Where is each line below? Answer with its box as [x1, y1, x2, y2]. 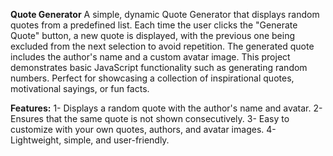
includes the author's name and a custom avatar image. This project [10, 51, 291, 63]
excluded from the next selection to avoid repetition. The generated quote [10, 40, 315, 52]
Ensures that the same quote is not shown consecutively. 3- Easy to [10, 113, 290, 124]
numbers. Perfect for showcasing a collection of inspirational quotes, [10, 72, 295, 84]
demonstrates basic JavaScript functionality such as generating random [10, 62, 308, 73]
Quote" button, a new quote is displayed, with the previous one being [10, 30, 296, 41]
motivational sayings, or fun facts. [10, 83, 150, 94]
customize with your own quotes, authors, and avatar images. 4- [10, 124, 277, 135]
